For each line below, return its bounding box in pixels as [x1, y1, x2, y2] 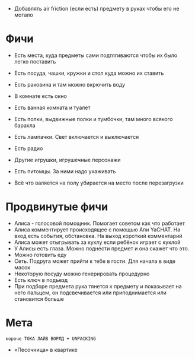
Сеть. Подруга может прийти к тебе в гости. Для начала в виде [14, 258, 176, 265]
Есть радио [14, 145, 43, 152]
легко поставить [14, 58, 56, 65]
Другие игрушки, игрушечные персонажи [14, 156, 121, 163]
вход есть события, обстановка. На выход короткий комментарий [14, 232, 183, 239]
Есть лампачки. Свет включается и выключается [14, 133, 139, 140]
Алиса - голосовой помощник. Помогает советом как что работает [14, 220, 185, 227]
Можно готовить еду [14, 251, 67, 258]
